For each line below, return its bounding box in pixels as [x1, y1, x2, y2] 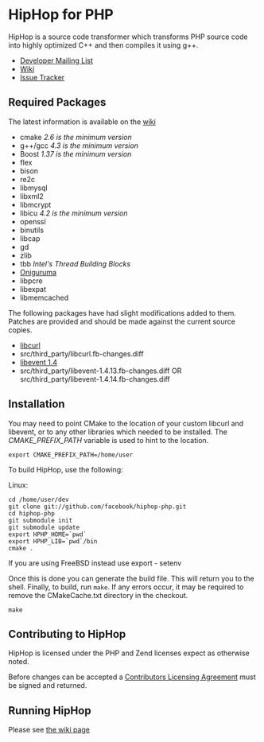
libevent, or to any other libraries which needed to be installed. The [8, 427, 228, 437]
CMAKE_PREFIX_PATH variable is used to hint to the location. [8, 435, 209, 445]
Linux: [8, 480, 29, 490]
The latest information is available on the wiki [8, 117, 157, 126]
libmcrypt [19, 200, 52, 209]
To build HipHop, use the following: [8, 464, 123, 474]
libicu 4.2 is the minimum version [19, 208, 128, 218]
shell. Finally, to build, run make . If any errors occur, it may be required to [8, 582, 244, 592]
